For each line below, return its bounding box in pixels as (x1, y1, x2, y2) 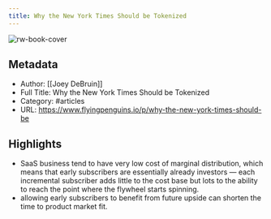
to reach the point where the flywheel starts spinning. (19, 184, 200, 195)
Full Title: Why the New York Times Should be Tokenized (19, 88, 210, 97)
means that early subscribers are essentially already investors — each (19, 167, 256, 177)
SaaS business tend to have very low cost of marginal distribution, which (19, 159, 264, 169)
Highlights (8, 137, 62, 151)
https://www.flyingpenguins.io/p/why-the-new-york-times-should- (38, 105, 262, 114)
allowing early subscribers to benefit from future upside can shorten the (19, 193, 262, 203)
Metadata (8, 58, 58, 71)
